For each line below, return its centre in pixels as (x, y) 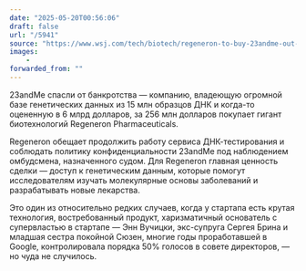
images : (24, 52)
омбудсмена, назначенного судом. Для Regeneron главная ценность (144, 161)
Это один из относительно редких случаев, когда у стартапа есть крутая (152, 207)
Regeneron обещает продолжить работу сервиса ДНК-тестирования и (147, 141)
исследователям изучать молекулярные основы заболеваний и (134, 180)
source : (24, 43)
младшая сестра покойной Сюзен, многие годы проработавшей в (138, 236)
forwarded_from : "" (46, 69)
